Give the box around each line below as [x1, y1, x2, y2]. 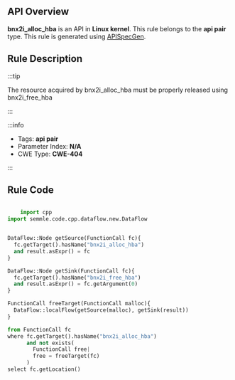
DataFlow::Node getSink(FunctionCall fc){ [7, 267, 135, 275]
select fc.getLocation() [7, 366, 81, 373]
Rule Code [7, 184, 55, 196]
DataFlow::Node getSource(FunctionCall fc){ [7, 235, 141, 242]
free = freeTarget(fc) [33, 352, 100, 360]
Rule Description [7, 53, 83, 65]
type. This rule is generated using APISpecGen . [7, 32, 146, 41]
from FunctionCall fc [7, 326, 72, 333]
